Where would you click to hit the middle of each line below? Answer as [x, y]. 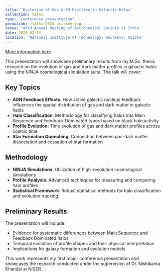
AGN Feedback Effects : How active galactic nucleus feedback [77, 99]
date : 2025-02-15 [23, 33]
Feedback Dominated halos [40, 238]
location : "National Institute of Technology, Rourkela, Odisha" [74, 38]
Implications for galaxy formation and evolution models [69, 249]
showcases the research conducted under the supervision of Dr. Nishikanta [83, 264]
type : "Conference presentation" [40, 19]
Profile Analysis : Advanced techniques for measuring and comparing [84, 180]
